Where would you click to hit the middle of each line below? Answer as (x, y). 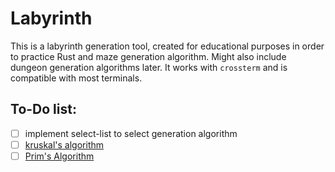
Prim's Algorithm (59, 156)
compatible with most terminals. (76, 78)
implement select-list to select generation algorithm (131, 133)
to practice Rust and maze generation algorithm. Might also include (148, 56)
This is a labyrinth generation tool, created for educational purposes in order (167, 46)
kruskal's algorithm (64, 144)
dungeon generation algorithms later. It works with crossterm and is (149, 67)
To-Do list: (43, 109)
